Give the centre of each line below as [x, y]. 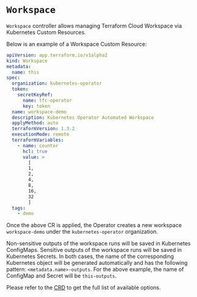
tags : [19, 208]
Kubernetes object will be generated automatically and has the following [97, 263]
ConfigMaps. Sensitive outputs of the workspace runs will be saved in [94, 250]
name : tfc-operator [47, 100]
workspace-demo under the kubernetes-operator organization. [82, 232]
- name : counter [38, 145]
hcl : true [35, 151]
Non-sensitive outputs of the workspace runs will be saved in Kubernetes [99, 243]
